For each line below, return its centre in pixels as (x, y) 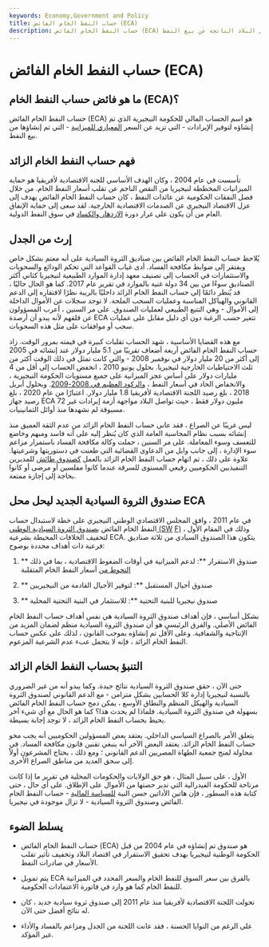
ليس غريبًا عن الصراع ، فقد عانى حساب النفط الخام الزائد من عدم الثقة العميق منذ (131, 425)
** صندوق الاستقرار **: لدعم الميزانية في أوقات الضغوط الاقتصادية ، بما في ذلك (139, 561)
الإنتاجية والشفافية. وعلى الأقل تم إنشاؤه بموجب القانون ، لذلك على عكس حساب (129, 632)
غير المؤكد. (37, 934)
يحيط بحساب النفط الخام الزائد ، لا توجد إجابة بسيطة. (88, 719)
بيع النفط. (24, 136)
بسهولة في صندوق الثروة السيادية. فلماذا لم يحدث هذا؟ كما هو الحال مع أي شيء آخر (133, 711)
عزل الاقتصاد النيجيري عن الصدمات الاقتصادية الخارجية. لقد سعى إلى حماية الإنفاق (130, 205)
